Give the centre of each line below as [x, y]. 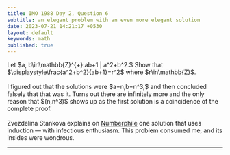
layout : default [30, 33]
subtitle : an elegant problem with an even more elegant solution [104, 20]
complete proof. [30, 108]
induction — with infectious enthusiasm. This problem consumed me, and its [115, 130]
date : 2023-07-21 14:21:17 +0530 [55, 26]
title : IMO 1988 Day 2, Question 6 [58, 13]
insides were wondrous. [41, 138]
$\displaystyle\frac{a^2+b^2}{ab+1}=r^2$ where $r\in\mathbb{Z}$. [102, 72]
